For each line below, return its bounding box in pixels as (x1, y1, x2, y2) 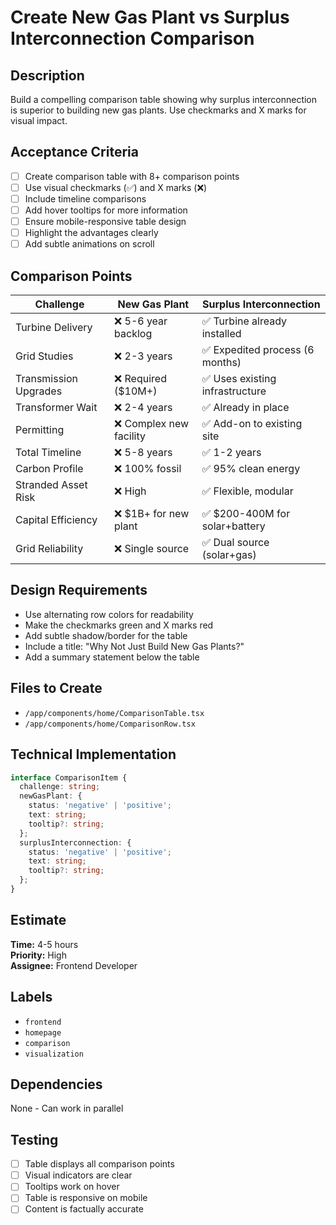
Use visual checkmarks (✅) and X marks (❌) (24, 181, 208, 193)
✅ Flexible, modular (201, 484, 294, 498)
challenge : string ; (19, 782, 101, 792)
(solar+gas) (201, 548, 257, 562)
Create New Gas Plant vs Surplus (10, 6, 290, 29)
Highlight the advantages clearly (24, 227, 159, 239)
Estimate (10, 912, 67, 929)
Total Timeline (15, 446, 82, 460)
